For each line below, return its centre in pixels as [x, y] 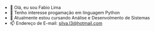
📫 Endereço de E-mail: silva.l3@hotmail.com [56, 23]
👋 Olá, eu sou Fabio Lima [35, 8]
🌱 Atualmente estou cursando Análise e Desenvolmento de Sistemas [80, 18]
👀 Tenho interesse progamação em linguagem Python [65, 13]
